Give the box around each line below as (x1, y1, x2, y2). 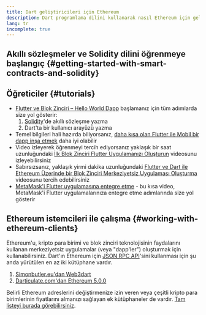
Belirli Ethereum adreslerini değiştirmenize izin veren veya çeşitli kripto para (6, 289, 198, 297)
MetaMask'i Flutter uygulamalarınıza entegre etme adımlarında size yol (15, 189, 194, 196)
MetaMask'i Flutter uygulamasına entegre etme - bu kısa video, (15, 183, 175, 190)
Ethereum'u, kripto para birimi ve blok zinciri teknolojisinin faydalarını (6, 239, 181, 246)
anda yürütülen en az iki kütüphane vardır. (6, 259, 113, 266)
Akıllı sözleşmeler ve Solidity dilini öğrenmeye (6, 48, 186, 59)
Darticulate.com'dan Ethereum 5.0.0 (15, 277, 107, 284)
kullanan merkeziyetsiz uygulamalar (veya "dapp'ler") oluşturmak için (6, 246, 181, 253)
